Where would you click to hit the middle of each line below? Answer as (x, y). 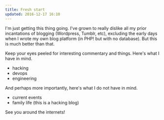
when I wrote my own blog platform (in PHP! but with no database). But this (81, 38)
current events (27, 97)
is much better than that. (30, 44)
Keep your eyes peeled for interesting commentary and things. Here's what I (82, 53)
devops (20, 73)
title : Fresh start (25, 10)
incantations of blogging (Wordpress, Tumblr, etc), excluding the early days (81, 33)
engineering (24, 78)
